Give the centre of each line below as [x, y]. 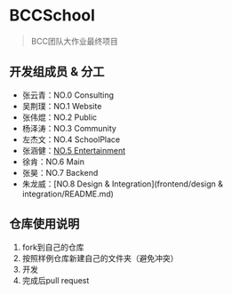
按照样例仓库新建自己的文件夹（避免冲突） [100, 258]
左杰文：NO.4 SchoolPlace [71, 139]
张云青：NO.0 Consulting [68, 95]
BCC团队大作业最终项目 [74, 41]
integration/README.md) [68, 194]
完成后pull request [56, 280]
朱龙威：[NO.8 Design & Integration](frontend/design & [123, 184]
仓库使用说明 [44, 224]
